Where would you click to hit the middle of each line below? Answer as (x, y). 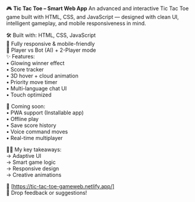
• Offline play (22, 119)
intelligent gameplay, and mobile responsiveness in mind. (76, 23)
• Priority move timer (32, 82)
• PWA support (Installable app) (45, 113)
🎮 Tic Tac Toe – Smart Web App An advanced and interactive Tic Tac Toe (97, 8)
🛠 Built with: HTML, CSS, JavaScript (51, 35)
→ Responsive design (33, 168)
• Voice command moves (37, 132)
